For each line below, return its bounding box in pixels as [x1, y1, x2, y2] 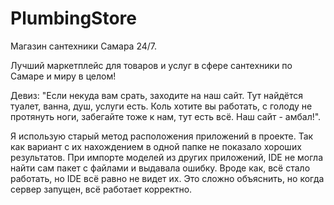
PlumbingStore [10, 7, 137, 30]
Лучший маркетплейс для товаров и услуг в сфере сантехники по [10, 59, 293, 71]
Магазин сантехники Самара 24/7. [10, 40, 158, 52]
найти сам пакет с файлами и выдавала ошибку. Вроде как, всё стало [10, 162, 311, 174]
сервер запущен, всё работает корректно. [10, 183, 193, 195]
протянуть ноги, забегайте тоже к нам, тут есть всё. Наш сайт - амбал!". [10, 110, 322, 122]
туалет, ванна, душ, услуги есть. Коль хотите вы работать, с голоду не [10, 100, 313, 112]
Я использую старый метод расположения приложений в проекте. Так [10, 130, 314, 142]
